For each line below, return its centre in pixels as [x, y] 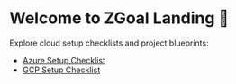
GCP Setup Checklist [61, 70]
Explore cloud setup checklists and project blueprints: [109, 43]
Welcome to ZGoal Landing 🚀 [119, 18]
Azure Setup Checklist [64, 60]
